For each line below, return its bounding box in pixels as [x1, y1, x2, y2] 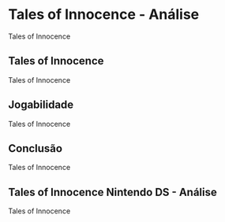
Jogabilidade [8, 98, 74, 112]
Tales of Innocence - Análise [8, 6, 200, 24]
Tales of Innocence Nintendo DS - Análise [8, 185, 217, 198]
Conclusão [8, 142, 63, 155]
